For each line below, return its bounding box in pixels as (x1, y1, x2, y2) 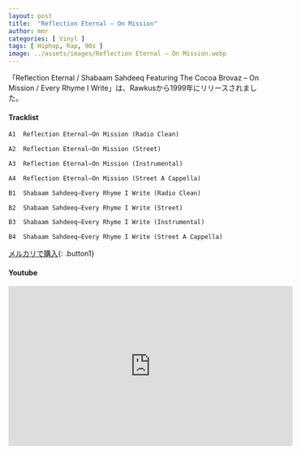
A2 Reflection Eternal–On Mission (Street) (8, 145, 161, 153)
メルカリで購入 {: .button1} (8, 249, 95, 258)
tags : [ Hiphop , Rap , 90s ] (8, 42, 104, 50)
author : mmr (8, 27, 49, 35)
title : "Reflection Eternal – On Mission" (8, 19, 158, 28)
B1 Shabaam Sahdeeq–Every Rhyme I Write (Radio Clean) (8, 188, 201, 197)
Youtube (8, 267, 38, 277)
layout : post (8, 11, 53, 20)
